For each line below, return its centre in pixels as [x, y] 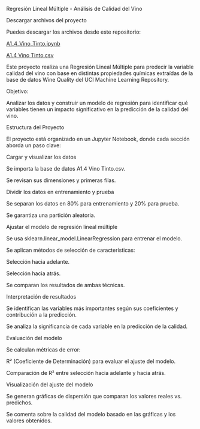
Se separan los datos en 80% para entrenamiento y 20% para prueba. [93, 203]
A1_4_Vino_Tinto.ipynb [34, 44]
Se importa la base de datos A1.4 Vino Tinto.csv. [66, 169]
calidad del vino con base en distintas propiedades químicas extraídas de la [100, 73]
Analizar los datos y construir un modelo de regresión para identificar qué [97, 103]
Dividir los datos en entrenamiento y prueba [60, 192]
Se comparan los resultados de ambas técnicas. [66, 285]
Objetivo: [17, 91]
